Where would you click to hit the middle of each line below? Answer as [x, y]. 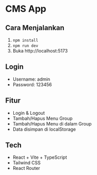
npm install [25, 40]
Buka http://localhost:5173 [40, 51]
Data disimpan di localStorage [44, 129]
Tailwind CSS [27, 163]
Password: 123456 [32, 84]
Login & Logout [29, 113]
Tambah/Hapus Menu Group [43, 118]
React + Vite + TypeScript [40, 157]
